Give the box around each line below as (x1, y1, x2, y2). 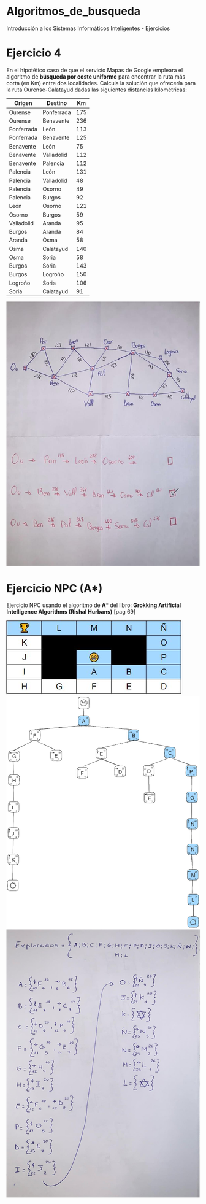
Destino (47, 99, 67, 107)
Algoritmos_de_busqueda (6, 4, 141, 18)
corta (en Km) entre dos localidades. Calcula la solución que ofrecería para (6, 79, 196, 87)
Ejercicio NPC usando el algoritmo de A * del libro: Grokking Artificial (6, 601, 181, 609)
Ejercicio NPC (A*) (6, 581, 103, 595)
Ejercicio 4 (6, 46, 61, 60)
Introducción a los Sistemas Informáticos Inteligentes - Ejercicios (6, 25, 170, 32)
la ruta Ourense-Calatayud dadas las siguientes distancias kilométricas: (6, 86, 187, 93)
